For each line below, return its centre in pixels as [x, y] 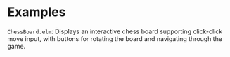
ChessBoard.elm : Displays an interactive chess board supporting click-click [115, 31]
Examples [37, 12]
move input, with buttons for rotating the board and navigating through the [115, 38]
